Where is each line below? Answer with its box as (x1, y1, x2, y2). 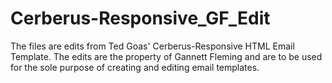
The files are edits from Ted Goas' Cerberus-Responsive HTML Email (10, 40, 295, 52)
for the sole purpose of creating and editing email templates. (10, 61, 260, 73)
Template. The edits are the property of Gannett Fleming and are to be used (10, 50, 323, 62)
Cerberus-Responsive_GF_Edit (10, 7, 271, 30)
